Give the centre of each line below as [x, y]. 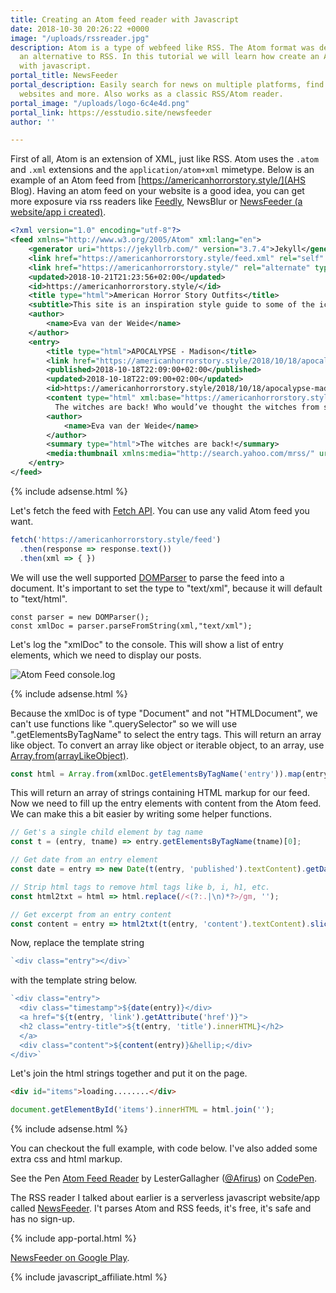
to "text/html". [39, 598]
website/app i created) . [58, 212]
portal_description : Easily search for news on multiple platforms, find [167, 85]
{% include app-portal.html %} [73, 1238]
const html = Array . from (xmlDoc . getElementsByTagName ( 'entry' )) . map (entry [169, 774]
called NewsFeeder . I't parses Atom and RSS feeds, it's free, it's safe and [161, 1208]
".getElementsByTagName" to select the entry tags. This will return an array [166, 734]
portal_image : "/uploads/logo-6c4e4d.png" [100, 103]
